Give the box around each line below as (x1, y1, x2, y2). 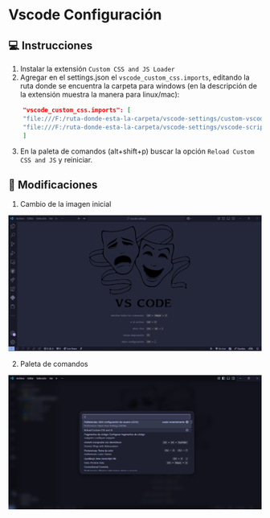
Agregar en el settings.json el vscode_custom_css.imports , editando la (19, 72, 251, 82)
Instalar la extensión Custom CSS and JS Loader (19, 64, 175, 73)
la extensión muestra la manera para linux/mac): (19, 90, 180, 99)
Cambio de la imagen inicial (19, 199, 112, 209)
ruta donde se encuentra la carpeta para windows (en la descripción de (19, 81, 257, 90)
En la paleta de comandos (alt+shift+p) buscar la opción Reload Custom (19, 146, 255, 156)
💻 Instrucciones (8, 39, 93, 52)
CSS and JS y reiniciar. (19, 154, 93, 164)
